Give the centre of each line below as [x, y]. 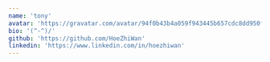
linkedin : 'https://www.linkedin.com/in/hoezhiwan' [96, 46]
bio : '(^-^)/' [32, 31]
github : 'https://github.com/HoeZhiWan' [77, 38]
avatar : [21, 23]
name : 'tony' [30, 16]
